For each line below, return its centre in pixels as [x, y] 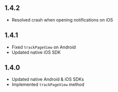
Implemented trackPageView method [48, 85]
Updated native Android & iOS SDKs [48, 79]
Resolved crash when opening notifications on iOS [62, 20]
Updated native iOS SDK [36, 52]
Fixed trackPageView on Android [44, 47]
